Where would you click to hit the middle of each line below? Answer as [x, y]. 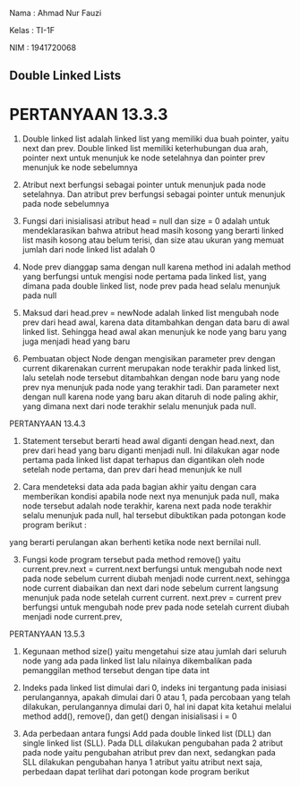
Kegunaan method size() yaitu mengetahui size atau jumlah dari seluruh [154, 652]
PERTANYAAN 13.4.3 [47, 423]
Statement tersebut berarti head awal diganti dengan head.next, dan [148, 441]
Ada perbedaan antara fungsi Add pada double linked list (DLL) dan [146, 734]
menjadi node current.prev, [72, 617]
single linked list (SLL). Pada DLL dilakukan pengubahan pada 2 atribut [153, 743]
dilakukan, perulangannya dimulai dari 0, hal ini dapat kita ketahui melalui [157, 707]
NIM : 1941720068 [43, 47]
